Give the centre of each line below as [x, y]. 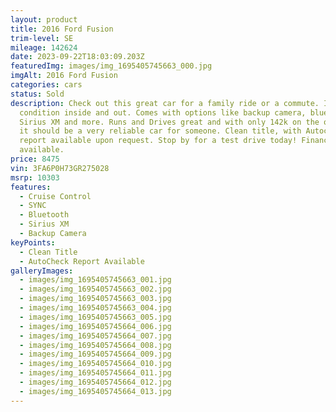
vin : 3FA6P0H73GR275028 [60, 168]
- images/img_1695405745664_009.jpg [95, 354]
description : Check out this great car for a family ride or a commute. [165, 103]
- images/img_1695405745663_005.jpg [95, 317]
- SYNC [33, 206]
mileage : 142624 [44, 47]
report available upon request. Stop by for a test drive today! [158, 141]
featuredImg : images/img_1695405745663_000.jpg [111, 66]
